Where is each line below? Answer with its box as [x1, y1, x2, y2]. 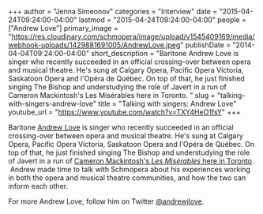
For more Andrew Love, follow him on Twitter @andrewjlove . [8, 197, 205, 206]
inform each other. [8, 182, 69, 190]
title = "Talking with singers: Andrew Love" [98, 99, 237, 108]
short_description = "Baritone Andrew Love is [90, 49, 239, 58]
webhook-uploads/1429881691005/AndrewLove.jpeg [8, 40, 181, 50]
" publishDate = [180, 40, 231, 50]
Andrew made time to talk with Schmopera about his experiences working [9, 165, 251, 174]
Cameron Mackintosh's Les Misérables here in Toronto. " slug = [8, 91, 216, 99]
